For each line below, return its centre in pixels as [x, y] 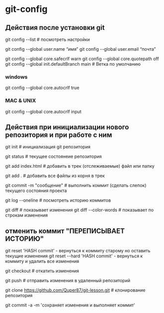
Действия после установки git [55, 28]
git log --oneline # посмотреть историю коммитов [58, 201]
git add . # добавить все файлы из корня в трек [55, 176]
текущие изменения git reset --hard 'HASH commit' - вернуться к [74, 256]
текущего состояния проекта [36, 191]
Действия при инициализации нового [67, 127]
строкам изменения [27, 215]
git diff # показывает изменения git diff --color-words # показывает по [80, 210]
